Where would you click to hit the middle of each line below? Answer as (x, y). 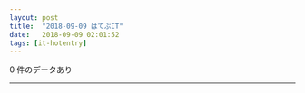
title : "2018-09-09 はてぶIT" (67, 26)
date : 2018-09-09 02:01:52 (64, 34)
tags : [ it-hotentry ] (49, 43)
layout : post (34, 18)
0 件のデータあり (41, 70)
